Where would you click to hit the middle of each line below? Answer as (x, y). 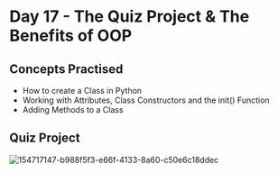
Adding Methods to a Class (73, 109)
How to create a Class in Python (82, 91)
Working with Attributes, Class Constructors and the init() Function (146, 100)
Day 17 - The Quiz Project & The (130, 17)
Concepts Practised (66, 69)
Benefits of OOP (71, 36)
